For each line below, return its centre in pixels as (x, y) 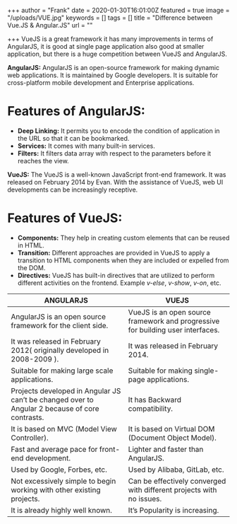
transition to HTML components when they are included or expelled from (123, 260)
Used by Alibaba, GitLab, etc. (176, 470)
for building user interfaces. (174, 330)
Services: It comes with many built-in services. (86, 146)
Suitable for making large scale (62, 371)
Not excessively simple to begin (63, 481)
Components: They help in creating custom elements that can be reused (123, 238)
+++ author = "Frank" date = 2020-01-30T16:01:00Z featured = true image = (119, 10)
